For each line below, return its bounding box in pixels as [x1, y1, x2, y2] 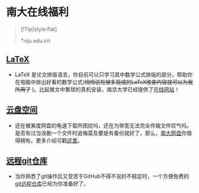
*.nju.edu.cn [20, 37, 50, 44]
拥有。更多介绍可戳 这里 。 [20, 136, 83, 144]
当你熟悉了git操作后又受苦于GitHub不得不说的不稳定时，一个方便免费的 [14, 173, 189, 180]
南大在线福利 [6, 5, 70, 19]
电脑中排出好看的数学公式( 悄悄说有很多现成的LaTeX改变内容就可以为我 [20, 78, 193, 85]
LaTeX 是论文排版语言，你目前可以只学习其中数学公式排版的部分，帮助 [14, 71, 188, 78]
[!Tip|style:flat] [20, 25, 58, 33]
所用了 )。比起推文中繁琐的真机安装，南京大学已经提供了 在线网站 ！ [14, 86, 180, 93]
